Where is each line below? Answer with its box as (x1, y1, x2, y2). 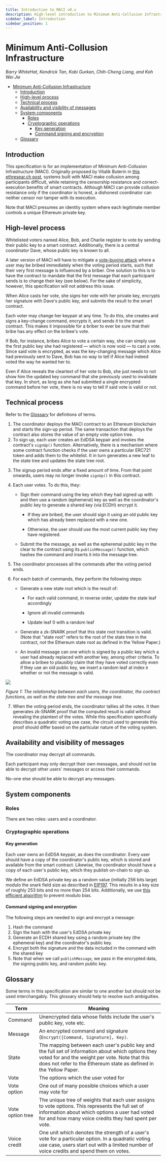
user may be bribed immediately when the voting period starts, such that (5, 262, 153, 268)
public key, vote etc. (39, 1020, 86, 1027)
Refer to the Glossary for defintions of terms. (5, 411, 97, 417)
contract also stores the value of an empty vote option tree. (12, 431, 133, 437)
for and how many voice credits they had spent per (39, 1115, 157, 1122)
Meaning (88, 1005, 110, 1012)
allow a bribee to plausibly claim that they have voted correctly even (20, 659, 159, 665)
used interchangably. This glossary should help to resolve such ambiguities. (5, 994, 160, 999)
